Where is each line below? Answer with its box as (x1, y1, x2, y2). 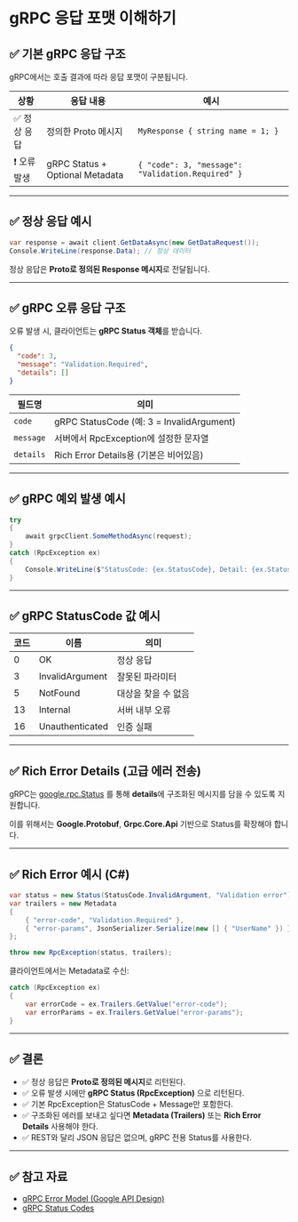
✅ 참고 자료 (9, 1169, 68, 1184)
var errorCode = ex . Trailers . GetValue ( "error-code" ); (25, 1000, 228, 1009)
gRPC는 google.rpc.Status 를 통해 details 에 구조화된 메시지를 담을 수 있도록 (9, 789, 277, 800)
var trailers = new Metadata (9, 899, 117, 908)
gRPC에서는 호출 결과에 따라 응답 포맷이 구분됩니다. (9, 72, 189, 82)
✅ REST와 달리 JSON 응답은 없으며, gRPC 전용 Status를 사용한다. (21, 1132, 253, 1143)
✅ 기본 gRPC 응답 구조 (9, 46, 126, 61)
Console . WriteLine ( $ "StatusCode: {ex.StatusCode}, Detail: (25, 565, 248, 574)
